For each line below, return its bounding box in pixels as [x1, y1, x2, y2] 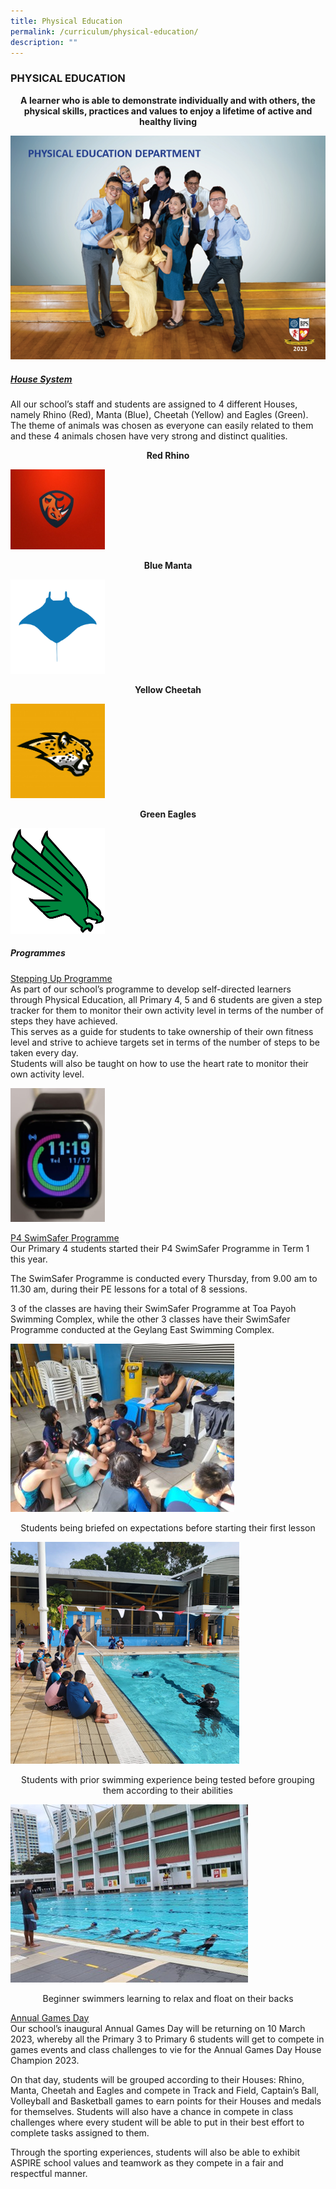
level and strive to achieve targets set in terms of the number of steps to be [10, 1036, 320, 1048]
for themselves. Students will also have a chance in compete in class [10, 2105, 294, 2117]
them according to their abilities [103, 1784, 233, 1796]
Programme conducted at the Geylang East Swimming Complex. [10, 1323, 275, 1335]
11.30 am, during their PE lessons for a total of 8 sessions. [10, 1283, 248, 1295]
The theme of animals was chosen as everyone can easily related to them [10, 419, 314, 431]
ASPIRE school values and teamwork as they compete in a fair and [10, 2156, 284, 2169]
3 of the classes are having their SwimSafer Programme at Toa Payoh [10, 1302, 297, 1314]
